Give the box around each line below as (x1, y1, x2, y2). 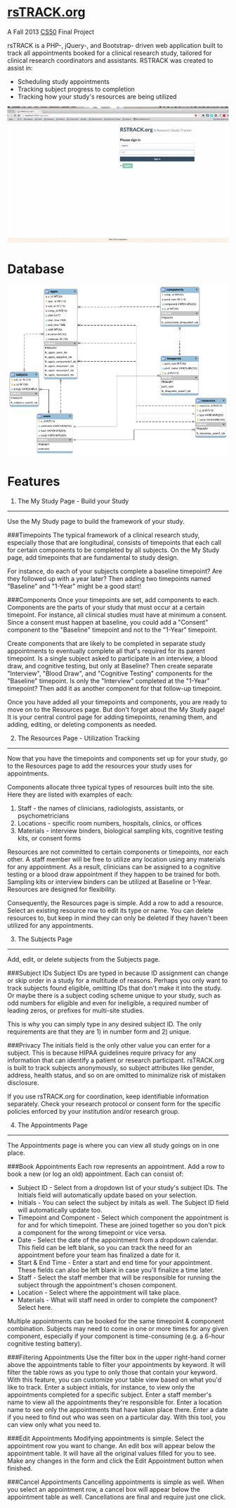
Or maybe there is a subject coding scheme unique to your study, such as (7, 991, 221, 1000)
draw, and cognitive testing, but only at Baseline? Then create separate (7, 661, 213, 670)
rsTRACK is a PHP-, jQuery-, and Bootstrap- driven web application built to (7, 41, 223, 49)
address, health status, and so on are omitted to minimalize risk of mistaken (7, 1071, 226, 1079)
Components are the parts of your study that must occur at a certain (7, 603, 205, 611)
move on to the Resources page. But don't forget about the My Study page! (7, 705, 225, 713)
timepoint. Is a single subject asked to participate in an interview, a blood (7, 654, 218, 663)
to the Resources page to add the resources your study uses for (7, 761, 192, 770)
